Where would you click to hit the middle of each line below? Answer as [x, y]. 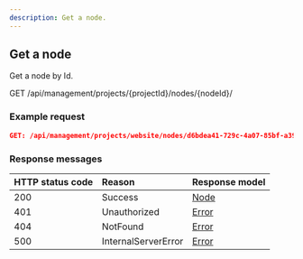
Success [120, 197]
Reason [119, 181]
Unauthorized [131, 211]
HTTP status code [54, 181]
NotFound [123, 227]
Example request [47, 116]
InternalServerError [143, 241]
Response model [229, 181]
